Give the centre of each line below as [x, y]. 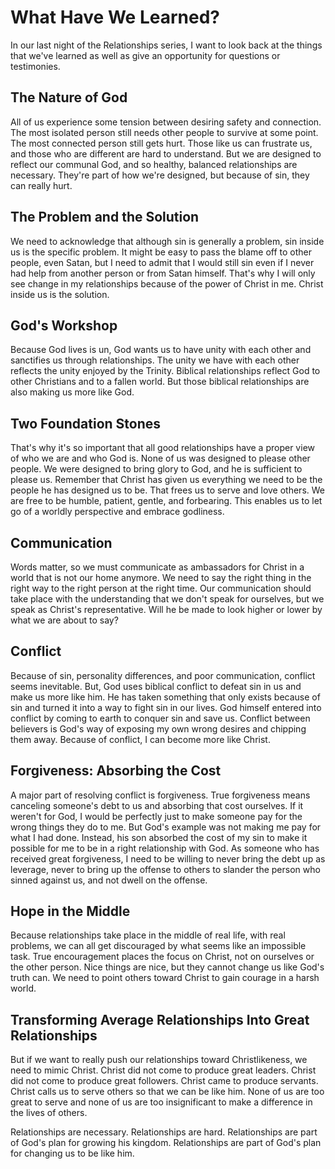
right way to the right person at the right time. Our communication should [161, 588]
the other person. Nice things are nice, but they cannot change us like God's [167, 967]
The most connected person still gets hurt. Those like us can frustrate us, [161, 143]
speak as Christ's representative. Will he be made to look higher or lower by [166, 609]
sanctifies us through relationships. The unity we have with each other [155, 360]
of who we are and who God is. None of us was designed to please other [160, 458]
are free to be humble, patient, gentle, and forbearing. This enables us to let [166, 501]
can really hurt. [41, 185]
